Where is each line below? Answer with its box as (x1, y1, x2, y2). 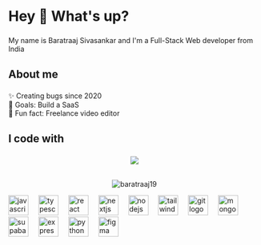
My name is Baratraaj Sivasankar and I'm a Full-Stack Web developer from (8, 36, 254, 45)
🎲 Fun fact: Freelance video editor (8, 109, 120, 118)
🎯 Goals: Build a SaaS (8, 100, 79, 110)
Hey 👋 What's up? (8, 7, 130, 26)
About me (8, 67, 58, 81)
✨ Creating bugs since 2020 (8, 91, 102, 101)
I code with (8, 132, 65, 145)
